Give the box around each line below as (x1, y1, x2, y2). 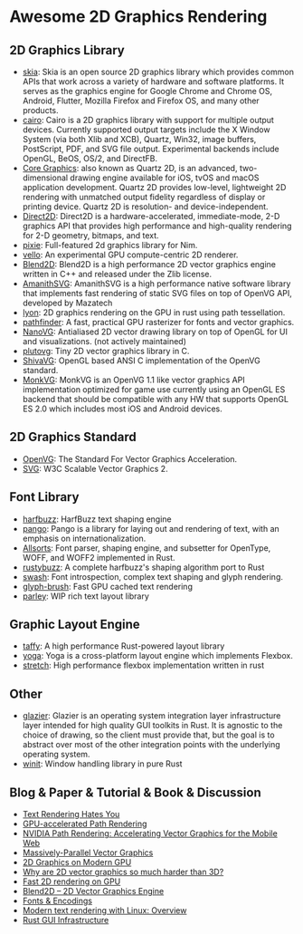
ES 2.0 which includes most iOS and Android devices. (22, 403, 223, 414)
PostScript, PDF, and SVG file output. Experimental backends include (22, 143, 280, 154)
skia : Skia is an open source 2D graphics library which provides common (22, 66, 294, 77)
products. (22, 105, 59, 115)
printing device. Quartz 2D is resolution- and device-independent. (22, 201, 269, 212)
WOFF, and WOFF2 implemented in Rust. (22, 552, 175, 563)
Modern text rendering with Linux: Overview (22, 905, 187, 916)
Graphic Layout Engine (9, 617, 140, 632)
